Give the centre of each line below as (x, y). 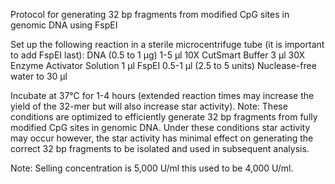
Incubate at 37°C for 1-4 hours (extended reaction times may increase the (162, 95)
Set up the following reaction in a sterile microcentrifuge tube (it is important (167, 44)
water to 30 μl (39, 76)
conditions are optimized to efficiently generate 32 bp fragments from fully (164, 117)
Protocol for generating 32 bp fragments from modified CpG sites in (150, 14)
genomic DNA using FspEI (64, 25)
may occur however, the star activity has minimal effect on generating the (162, 138)
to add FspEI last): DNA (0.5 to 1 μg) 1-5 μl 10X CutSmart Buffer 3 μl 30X (158, 55)
